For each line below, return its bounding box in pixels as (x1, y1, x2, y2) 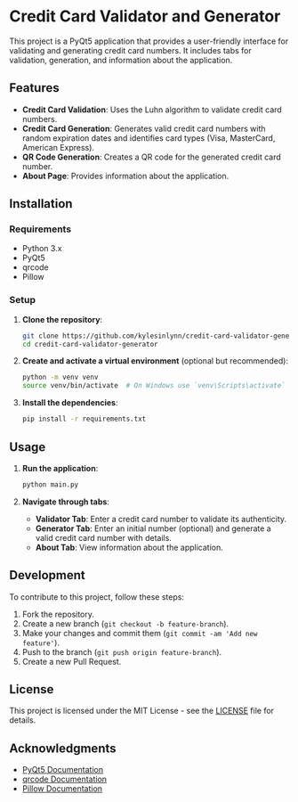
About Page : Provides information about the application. (21, 170, 230, 181)
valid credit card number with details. (35, 532, 172, 543)
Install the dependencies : (21, 397, 118, 408)
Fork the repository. (21, 609, 95, 619)
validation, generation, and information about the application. (9, 54, 233, 65)
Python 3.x (21, 243, 62, 254)
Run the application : (21, 462, 99, 473)
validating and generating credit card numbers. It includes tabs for (9, 45, 252, 55)
